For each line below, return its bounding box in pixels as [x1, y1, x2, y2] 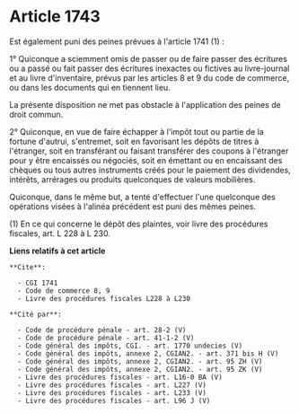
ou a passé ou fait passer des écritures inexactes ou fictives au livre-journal [9, 63, 290, 74]
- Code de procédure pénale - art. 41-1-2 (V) [17, 333, 195, 342]
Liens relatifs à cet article [9, 245, 106, 256]
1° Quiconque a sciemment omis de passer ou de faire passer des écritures [9, 53, 287, 64]
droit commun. [9, 109, 64, 119]
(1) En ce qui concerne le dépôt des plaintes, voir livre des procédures [9, 218, 268, 229]
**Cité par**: [9, 310, 63, 319]
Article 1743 [9, 6, 101, 27]
